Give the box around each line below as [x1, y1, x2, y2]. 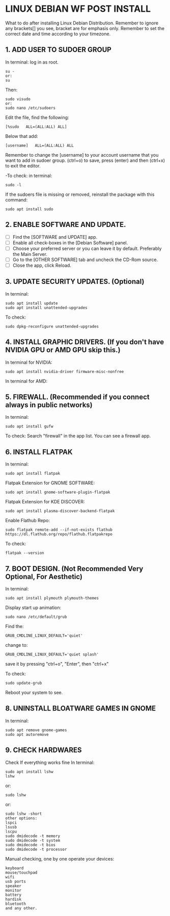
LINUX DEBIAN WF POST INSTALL [5, 3, 151, 15]
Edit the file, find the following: [5, 114, 70, 120]
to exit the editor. [5, 162, 41, 168]
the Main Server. [12, 251, 47, 257]
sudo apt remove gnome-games [5, 727, 67, 733]
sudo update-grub [5, 680, 42, 685]
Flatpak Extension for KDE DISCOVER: [5, 499, 85, 505]
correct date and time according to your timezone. [5, 31, 111, 37]
